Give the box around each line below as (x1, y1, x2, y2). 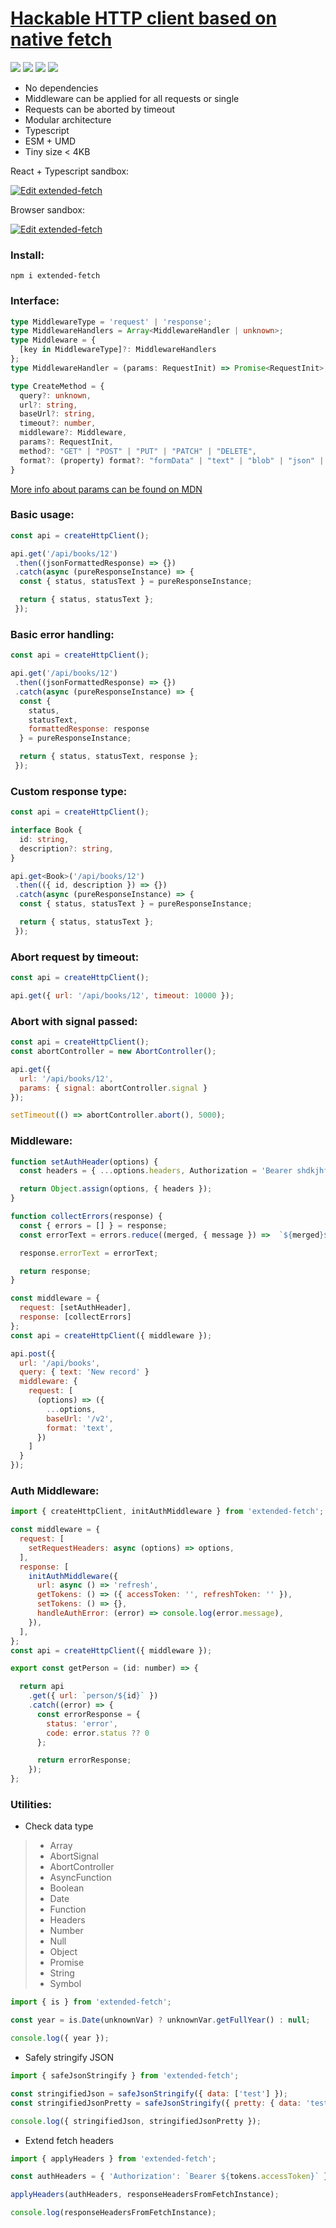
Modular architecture (24, 113, 112, 126)
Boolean (49, 1882, 85, 1894)
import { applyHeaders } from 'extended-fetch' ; (10, 2153, 217, 2164)
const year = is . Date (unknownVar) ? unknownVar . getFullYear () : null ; (10, 2015, 311, 2026)
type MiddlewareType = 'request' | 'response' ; (10, 317, 213, 327)
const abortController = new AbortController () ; (10, 1047, 217, 1057)
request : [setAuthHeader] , (19, 1303, 132, 1313)
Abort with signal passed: (10, 1014, 138, 1028)
